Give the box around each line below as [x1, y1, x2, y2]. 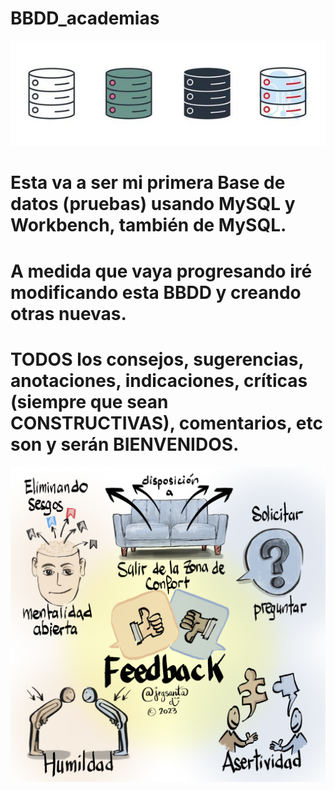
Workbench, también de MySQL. [10, 214, 287, 237]
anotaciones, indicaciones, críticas [10, 369, 308, 392]
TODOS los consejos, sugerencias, [10, 348, 305, 371]
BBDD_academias [10, 7, 160, 30]
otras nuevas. [10, 302, 127, 325]
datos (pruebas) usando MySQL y [10, 193, 296, 216]
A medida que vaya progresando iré [10, 260, 313, 282]
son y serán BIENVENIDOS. [10, 433, 240, 456]
